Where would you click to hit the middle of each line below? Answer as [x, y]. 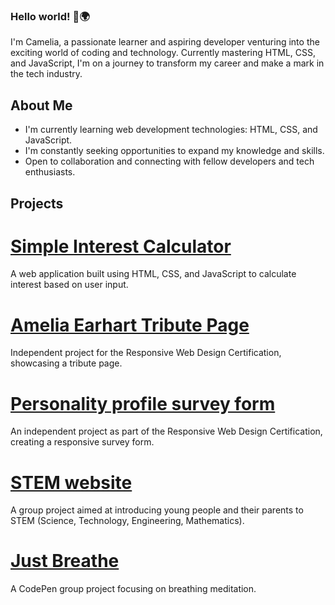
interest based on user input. [69, 285]
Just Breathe [65, 561]
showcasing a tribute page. [66, 363]
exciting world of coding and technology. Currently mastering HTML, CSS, [163, 53]
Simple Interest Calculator [121, 246]
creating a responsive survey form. [82, 442]
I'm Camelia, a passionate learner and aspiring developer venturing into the [165, 42]
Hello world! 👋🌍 [50, 16]
